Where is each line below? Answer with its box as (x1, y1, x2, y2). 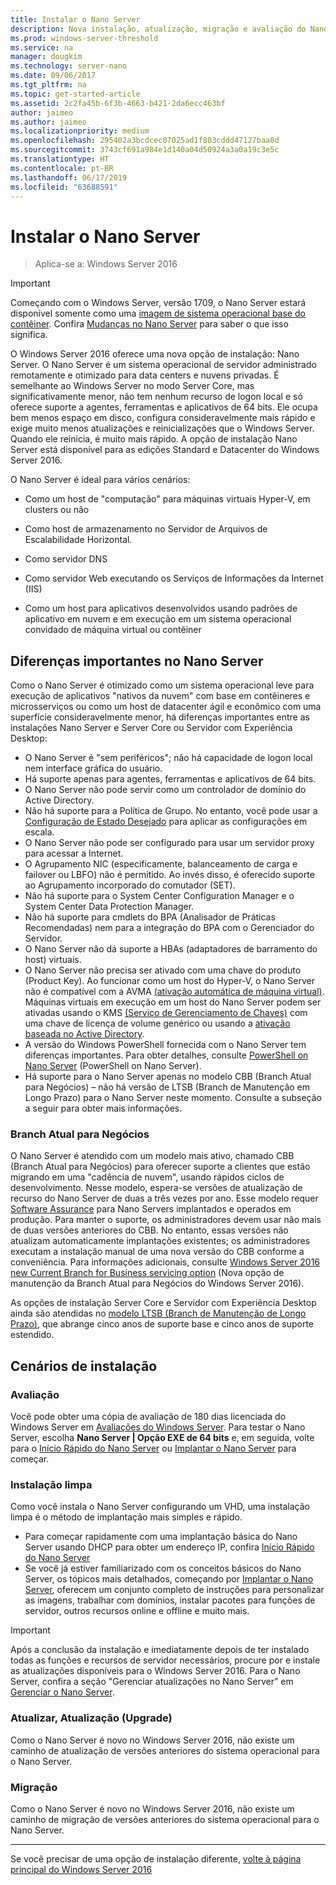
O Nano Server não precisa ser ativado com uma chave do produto (24, 964, 302, 976)
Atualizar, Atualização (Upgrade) (10, 1711, 173, 1725)
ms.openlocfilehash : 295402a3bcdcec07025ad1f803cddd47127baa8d (10, 136, 280, 146)
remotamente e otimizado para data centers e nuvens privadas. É (10, 369, 280, 381)
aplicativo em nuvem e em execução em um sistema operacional (24, 613, 292, 625)
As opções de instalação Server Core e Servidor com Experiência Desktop (10, 1297, 317, 1309)
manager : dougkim (10, 52, 83, 62)
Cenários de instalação (10, 1357, 158, 1375)
